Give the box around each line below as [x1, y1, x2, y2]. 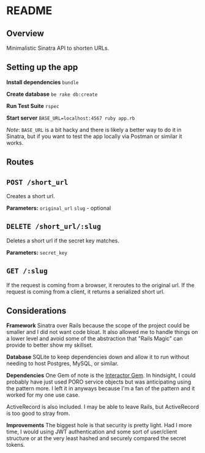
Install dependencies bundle [6, 78, 79, 86]
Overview [6, 28, 45, 39]
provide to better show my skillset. [6, 341, 94, 349]
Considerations [6, 306, 67, 316]
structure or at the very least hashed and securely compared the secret [6, 435, 187, 442]
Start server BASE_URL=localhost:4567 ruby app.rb [6, 114, 135, 122]
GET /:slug [6, 266, 48, 276]
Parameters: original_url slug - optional [6, 204, 111, 212]
